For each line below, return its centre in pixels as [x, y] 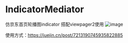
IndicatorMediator [45, 9]
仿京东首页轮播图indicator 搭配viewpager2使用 [55, 24]
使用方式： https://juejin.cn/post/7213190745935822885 [64, 35]
